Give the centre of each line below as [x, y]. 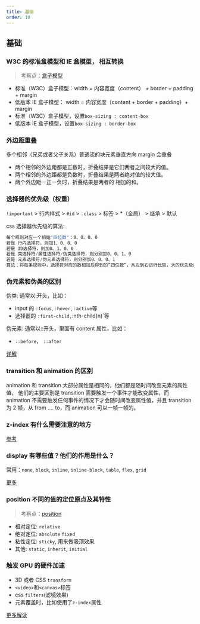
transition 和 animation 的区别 [50, 371]
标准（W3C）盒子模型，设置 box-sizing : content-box [82, 116]
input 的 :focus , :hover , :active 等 [56, 308]
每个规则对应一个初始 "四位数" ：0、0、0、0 [52, 237]
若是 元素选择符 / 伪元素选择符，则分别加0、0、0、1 [61, 260]
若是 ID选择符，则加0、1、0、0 [40, 249]
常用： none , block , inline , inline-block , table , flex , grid [76, 470]
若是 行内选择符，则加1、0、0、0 [42, 243]
